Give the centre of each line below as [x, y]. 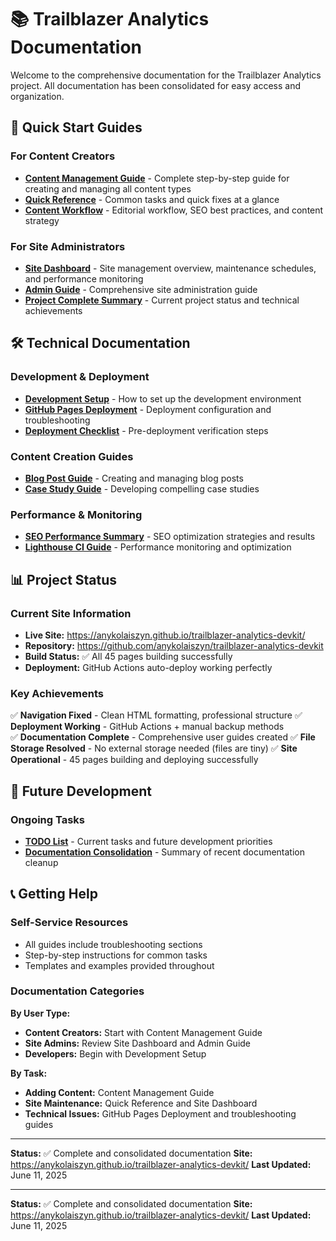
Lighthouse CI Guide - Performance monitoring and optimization [158, 547]
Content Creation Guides [72, 456]
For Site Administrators [68, 246]
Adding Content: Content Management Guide [119, 1092]
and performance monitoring [84, 278]
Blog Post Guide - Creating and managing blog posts [134, 478]
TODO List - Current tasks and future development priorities [148, 841]
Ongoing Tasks [48, 819]
